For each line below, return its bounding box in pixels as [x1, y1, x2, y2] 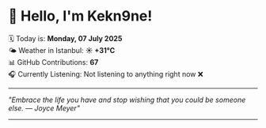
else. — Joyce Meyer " [8, 103, 81, 113]
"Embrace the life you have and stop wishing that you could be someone [8, 95, 246, 104]
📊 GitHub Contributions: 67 [8, 57, 99, 66]
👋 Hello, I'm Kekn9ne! [8, 7, 153, 25]
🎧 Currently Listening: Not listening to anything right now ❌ [8, 69, 203, 78]
